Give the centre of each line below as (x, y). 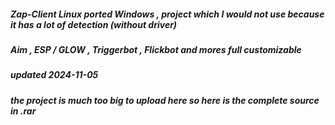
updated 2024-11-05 (54, 75)
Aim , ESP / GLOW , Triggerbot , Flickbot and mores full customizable (156, 49)
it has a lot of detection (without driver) (94, 24)
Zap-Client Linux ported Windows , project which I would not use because (167, 14)
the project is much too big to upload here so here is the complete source (165, 100)
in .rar (23, 111)
